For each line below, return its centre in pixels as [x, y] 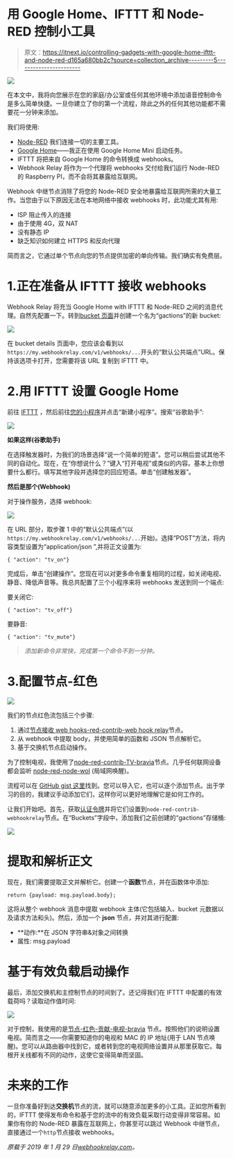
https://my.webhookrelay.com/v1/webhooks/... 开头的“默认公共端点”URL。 [113, 352]
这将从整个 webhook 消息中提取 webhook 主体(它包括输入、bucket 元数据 [113, 908]
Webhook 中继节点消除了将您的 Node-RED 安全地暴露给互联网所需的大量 [112, 191]
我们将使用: [24, 127]
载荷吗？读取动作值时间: [42, 1001]
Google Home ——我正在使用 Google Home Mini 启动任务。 [102, 150]
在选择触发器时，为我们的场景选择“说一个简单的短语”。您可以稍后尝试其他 [113, 454]
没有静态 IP [33, 232]
